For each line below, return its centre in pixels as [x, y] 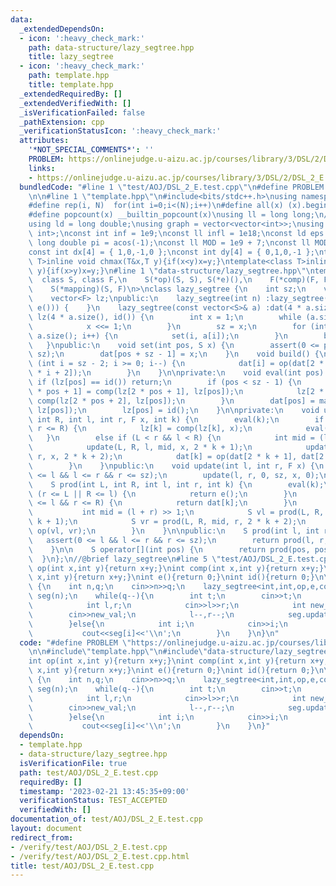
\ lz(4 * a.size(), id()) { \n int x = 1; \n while [165, 317]
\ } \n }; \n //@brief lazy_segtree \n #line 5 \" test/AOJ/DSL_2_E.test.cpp [180, 559]
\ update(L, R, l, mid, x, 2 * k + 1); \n [140, 447]
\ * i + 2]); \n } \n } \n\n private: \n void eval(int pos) [176, 373]
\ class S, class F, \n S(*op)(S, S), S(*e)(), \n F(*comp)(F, [174, 280]
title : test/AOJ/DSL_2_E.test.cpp [82, 866]
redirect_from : [42, 837]
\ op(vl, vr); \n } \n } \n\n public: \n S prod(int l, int [174, 531]
